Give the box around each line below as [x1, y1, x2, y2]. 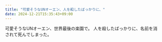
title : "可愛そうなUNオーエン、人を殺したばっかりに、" [5, 7, 105, 12]
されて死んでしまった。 [5, 31, 52, 37]
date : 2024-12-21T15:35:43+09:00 [5, 12, 73, 16]
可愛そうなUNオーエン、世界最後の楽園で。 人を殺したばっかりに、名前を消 [5, 25, 158, 31]
